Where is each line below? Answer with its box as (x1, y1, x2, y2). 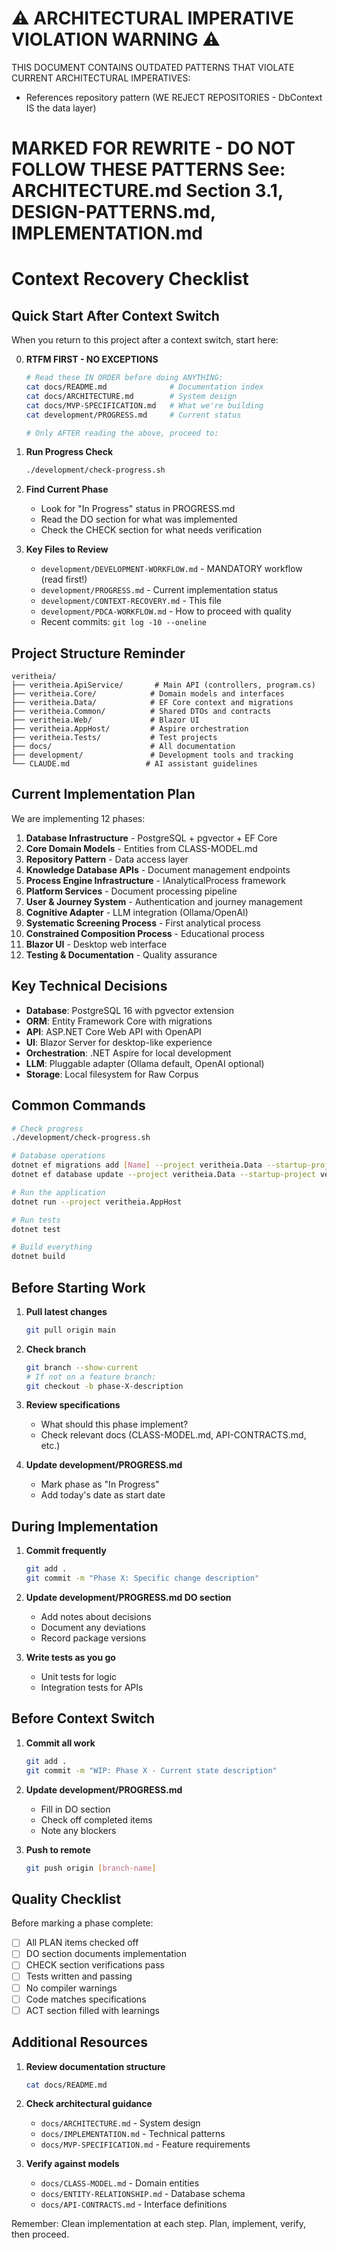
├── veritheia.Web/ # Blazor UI (11, 715, 200, 726)
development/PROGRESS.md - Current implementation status (40, 584, 279, 596)
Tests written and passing (25, 1970, 133, 1982)
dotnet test (11, 1224, 61, 1234)
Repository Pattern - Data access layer (25, 853, 189, 865)
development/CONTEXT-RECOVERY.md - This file (40, 595, 222, 607)
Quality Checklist (11, 1890, 122, 1907)
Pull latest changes (25, 1305, 108, 1317)
